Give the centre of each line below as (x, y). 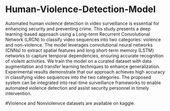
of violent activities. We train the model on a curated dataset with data (78, 61)
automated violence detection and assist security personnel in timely (77, 88)
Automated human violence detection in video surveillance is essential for (82, 23)
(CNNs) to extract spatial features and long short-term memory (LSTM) (79, 50)
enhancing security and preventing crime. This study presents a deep (78, 28)
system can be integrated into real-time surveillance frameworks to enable (83, 83)
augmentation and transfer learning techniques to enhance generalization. (83, 66)
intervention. (19, 93)
